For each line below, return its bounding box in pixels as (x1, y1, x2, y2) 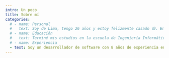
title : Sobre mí (5, 12, 39, 17)
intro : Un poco (5, 7, 37, 13)
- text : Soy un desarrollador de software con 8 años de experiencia (10, 45, 158, 50)
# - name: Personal (10, 21, 51, 27)
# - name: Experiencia (10, 40, 57, 45)
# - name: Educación (10, 31, 53, 36)
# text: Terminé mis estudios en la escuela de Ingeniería (10, 36, 141, 41)
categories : (5, 17, 30, 22)
